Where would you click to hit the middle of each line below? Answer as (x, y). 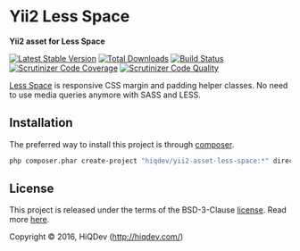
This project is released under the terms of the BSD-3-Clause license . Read (148, 210)
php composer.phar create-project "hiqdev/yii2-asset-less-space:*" (139, 161)
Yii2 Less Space (70, 17)
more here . (29, 220)
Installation (41, 123)
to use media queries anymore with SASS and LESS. (105, 95)
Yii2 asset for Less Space (57, 41)
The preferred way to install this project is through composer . (122, 144)
